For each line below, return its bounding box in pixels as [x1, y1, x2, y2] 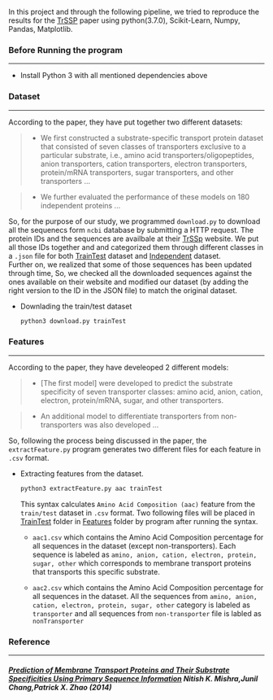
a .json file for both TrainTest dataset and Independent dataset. [8, 251, 221, 260]
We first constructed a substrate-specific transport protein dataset [40, 133, 264, 142]
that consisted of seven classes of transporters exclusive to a [40, 142, 246, 151]
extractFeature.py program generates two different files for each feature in [8, 444, 262, 454]
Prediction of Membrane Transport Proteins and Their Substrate [8, 665, 230, 675]
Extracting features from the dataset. [19, 468, 144, 479]
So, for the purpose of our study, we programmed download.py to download [8, 216, 261, 226]
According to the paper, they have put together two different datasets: [8, 117, 243, 127]
